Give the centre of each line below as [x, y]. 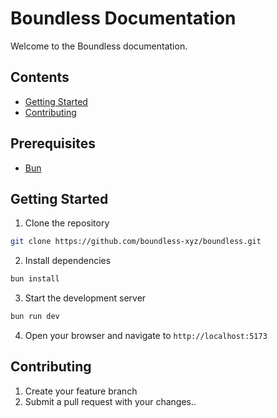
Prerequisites [53, 143]
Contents [40, 77]
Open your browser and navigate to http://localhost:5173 [146, 335]
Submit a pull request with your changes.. [110, 401]
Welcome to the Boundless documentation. [99, 46]
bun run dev [35, 317]
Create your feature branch [81, 391]
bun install [35, 279]
